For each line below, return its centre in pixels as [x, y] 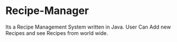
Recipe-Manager [47, 11]
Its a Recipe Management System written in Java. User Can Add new [88, 27]
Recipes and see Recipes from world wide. [57, 33]
